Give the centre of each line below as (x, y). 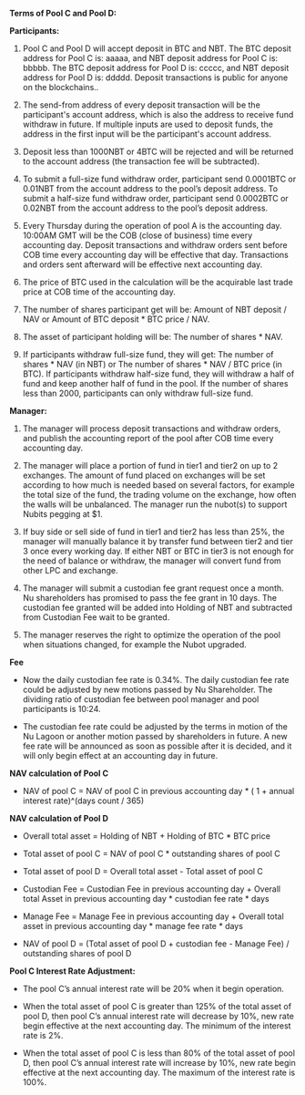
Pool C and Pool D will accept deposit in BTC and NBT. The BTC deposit (157, 48)
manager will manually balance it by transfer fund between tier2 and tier (158, 541)
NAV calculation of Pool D (59, 818)
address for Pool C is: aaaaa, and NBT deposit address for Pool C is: (150, 58)
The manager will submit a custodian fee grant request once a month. (153, 588)
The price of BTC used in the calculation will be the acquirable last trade (158, 282)
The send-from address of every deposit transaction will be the (142, 105)
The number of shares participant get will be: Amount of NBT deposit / (154, 310)
